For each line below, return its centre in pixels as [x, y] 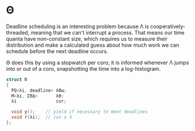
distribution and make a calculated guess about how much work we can [93, 45]
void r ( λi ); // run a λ [42, 118]
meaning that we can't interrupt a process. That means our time [107, 32]
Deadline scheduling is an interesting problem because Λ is [78, 26]
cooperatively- [168, 26]
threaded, [18, 32]
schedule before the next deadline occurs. [57, 51]
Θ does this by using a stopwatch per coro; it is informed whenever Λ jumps [97, 63]
